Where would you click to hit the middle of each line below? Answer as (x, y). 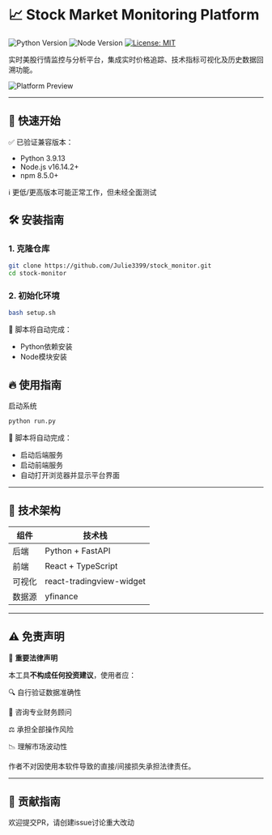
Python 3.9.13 (43, 158)
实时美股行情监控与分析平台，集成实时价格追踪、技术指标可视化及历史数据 (132, 59)
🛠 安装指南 (36, 220)
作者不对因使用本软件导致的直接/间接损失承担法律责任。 (102, 766)
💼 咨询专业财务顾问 (40, 712)
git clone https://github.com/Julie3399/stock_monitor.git (110, 266)
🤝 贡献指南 (34, 802)
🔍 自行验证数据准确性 (45, 692)
